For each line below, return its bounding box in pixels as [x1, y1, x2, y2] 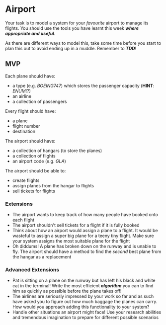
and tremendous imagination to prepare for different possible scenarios [12, 315, 159, 321]
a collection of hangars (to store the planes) [12, 148, 102, 154]
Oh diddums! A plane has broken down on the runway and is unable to [12, 244, 157, 249]
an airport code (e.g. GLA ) [12, 158, 66, 164]
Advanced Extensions [5, 266, 60, 273]
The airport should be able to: [5, 167, 66, 173]
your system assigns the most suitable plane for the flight [12, 238, 130, 244]
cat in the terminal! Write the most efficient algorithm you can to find [12, 283, 154, 289]
